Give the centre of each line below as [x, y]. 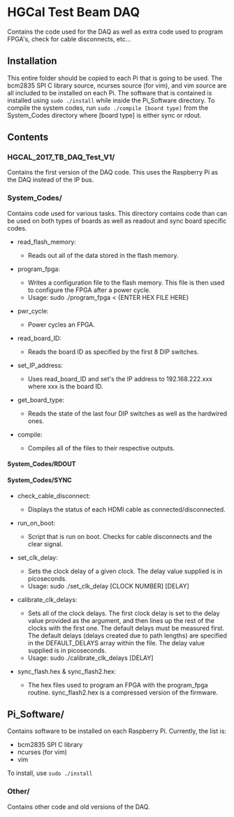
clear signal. [45, 544]
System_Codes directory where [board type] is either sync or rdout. [104, 115]
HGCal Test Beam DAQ [74, 12]
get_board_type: [41, 399]
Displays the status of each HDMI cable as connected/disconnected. [126, 509]
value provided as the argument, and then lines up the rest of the [121, 620]
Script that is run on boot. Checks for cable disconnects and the [120, 536]
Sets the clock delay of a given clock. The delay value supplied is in [125, 571]
